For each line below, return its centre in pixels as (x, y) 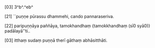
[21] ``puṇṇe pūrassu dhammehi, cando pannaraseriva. (60, 16)
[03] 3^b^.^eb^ (19, 7)
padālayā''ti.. (17, 31)
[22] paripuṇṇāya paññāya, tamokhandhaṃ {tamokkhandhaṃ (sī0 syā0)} (77, 26)
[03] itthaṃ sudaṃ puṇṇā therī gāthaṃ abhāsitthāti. (56, 40)
